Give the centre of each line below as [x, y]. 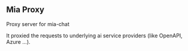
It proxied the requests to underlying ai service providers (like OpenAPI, [94, 36]
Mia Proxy [25, 10]
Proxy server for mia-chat [38, 24]
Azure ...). [19, 42]
